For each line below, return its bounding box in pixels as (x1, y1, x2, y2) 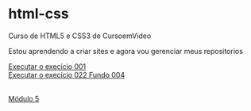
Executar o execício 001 (8, 61, 87, 71)
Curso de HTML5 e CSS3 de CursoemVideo (8, 31, 152, 40)
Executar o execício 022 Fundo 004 (8, 70, 125, 79)
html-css (8, 5, 69, 23)
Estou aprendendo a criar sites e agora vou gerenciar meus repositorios (8, 46, 244, 55)
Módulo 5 (8, 94, 40, 103)
